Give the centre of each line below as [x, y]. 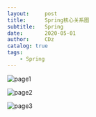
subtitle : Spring [35, 26]
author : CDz [31, 40]
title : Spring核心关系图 [48, 20]
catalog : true [28, 46]
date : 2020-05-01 [42, 33]
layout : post [32, 14]
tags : [15, 53]
